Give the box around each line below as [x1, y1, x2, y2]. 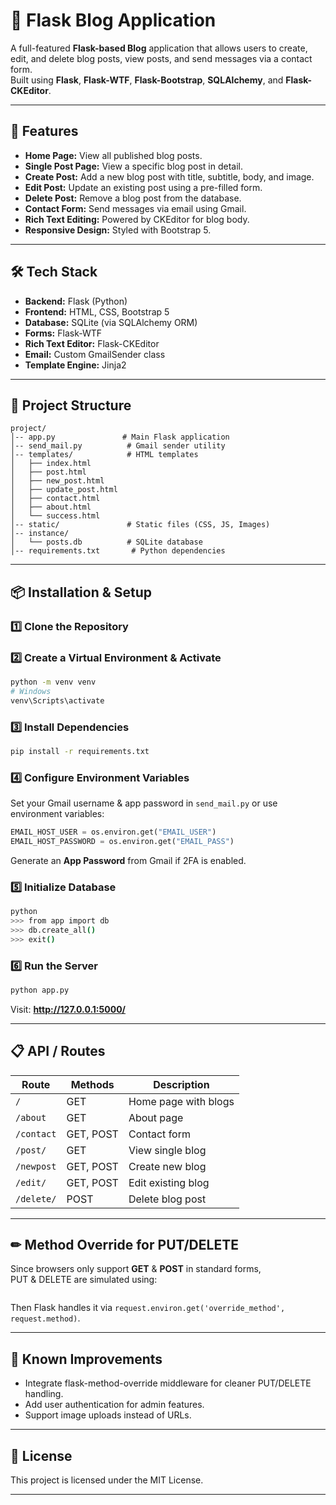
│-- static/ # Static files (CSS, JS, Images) [10, 520, 271, 530]
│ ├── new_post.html [10, 476, 105, 486]
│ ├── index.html [10, 459, 92, 469]
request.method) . [10, 1312, 81, 1324]
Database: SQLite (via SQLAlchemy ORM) [24, 316, 198, 328]
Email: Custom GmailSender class [24, 348, 166, 360]
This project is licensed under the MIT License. [10, 1474, 204, 1486]
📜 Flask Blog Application [10, 9, 217, 32]
